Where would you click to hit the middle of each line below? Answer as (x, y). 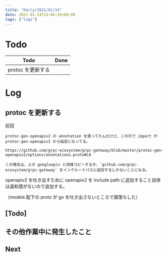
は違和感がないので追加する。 (36, 186)
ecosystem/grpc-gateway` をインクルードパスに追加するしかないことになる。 (77, 170)
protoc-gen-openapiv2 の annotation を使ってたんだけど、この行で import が (81, 136)
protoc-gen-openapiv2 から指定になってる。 (48, 142)
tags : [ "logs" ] (21, 19)
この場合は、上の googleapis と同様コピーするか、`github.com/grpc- (72, 165)
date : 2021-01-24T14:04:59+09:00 (40, 15)
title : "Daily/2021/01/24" (34, 10)
